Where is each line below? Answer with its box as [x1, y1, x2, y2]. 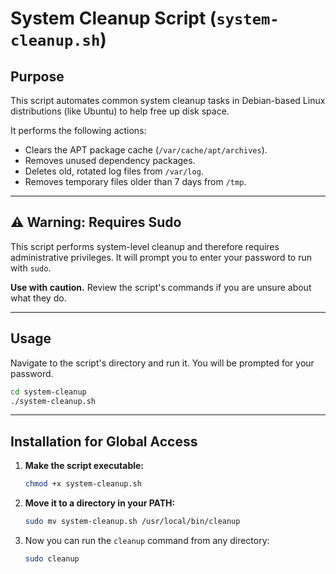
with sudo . [10, 262, 52, 274]
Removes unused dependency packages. [24, 155, 196, 166]
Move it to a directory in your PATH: [24, 497, 176, 509]
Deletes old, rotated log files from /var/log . [24, 165, 204, 177]
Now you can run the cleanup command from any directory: [24, 534, 270, 546]
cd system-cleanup [10, 387, 87, 397]
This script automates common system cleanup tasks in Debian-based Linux [10, 95, 326, 106]
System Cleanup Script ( [10, 7, 217, 30]
